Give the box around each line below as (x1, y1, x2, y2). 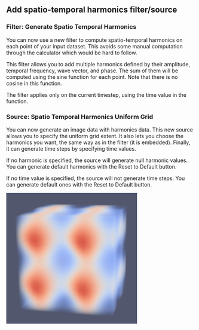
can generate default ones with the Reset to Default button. (6, 181, 152, 188)
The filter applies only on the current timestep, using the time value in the (6, 91, 187, 98)
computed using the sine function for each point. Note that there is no (6, 73, 178, 80)
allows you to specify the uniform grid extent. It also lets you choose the (6, 132, 184, 139)
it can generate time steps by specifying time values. (6, 145, 136, 152)
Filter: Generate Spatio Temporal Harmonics (6, 23, 137, 31)
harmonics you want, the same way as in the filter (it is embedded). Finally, (6, 139, 191, 146)
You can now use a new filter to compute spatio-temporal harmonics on (6, 36, 183, 44)
